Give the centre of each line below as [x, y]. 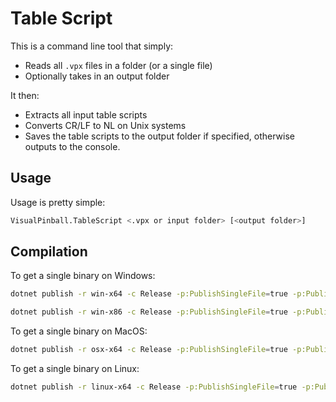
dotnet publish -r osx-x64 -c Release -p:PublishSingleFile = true [149, 350]
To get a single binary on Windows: [83, 276]
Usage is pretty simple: [58, 202]
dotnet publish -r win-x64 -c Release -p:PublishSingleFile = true [149, 294]
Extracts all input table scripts [86, 114]
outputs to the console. [72, 146]
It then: [25, 95]
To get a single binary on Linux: [75, 369]
